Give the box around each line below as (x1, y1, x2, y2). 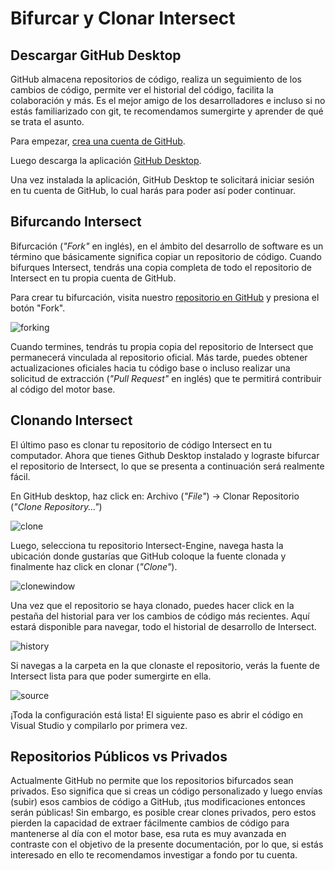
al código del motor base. (10, 383, 116, 395)
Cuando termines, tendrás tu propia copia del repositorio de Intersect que (10, 340, 314, 352)
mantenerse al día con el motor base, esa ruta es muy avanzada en (10, 828, 287, 840)
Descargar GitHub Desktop (10, 47, 182, 64)
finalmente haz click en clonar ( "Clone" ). (10, 560, 178, 572)
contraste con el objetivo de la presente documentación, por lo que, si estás (10, 838, 324, 851)
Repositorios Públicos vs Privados (10, 748, 228, 766)
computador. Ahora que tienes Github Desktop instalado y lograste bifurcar (10, 449, 320, 461)
